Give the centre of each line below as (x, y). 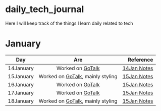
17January (21, 93)
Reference (141, 60)
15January (21, 76)
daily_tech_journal (45, 9)
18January (21, 101)
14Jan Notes (138, 68)
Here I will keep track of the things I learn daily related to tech (69, 23)
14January (21, 68)
